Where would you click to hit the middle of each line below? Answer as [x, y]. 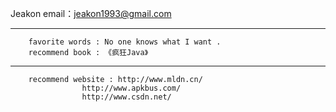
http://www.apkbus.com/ [131, 88]
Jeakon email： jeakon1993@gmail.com [91, 13]
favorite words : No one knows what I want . [125, 42]
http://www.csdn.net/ [126, 97]
